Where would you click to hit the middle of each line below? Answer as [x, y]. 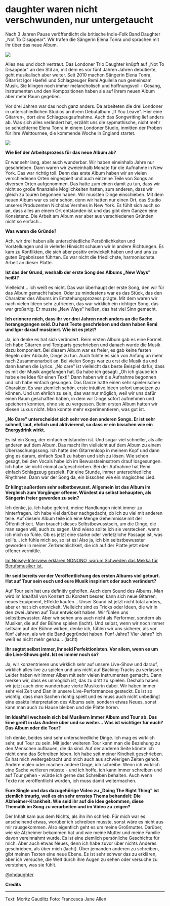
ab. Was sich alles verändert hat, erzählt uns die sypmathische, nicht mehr [83, 122]
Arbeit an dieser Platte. [29, 262]
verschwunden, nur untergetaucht [79, 20]
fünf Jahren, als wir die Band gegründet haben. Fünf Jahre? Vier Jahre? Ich [84, 634]
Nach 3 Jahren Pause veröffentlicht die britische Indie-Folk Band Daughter [83, 34]
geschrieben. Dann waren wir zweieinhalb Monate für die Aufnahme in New [84, 168]
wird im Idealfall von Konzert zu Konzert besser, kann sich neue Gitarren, [81, 596]
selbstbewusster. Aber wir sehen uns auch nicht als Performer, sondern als [83, 617]
